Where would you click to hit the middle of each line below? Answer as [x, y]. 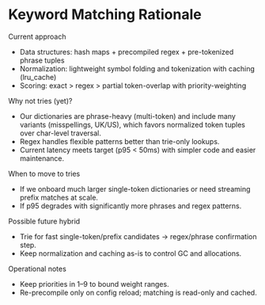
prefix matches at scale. [59, 197]
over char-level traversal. [60, 133]
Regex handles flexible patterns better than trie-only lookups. [119, 141]
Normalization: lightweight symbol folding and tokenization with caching [137, 68]
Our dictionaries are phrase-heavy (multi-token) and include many [127, 116]
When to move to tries [44, 173]
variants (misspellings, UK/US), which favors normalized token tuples [132, 124]
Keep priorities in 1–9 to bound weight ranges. [94, 284]
